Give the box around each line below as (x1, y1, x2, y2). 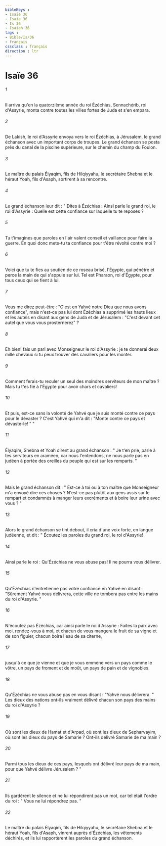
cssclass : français (5, 44, 48, 49)
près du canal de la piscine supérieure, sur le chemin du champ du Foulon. (5, 144, 157, 150)
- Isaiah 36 (5, 26, 30, 31)
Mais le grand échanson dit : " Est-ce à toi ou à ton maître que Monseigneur (5, 484, 159, 490)
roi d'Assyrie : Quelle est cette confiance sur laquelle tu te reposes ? (5, 208, 144, 214)
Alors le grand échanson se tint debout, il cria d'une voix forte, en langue (5, 527, 154, 533)
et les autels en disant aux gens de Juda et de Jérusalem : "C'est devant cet (5, 315, 161, 321)
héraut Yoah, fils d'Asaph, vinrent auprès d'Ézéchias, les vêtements (5, 830, 142, 836)
